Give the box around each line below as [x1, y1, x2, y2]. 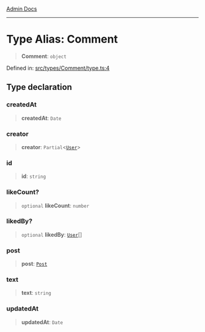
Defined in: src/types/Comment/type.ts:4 [6, 64, 110, 72]
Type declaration [6, 82, 72, 92]
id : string [21, 172, 46, 180]
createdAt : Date [21, 114, 62, 122]
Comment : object [21, 52, 67, 60]
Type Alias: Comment [6, 32, 118, 46]
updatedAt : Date [21, 318, 63, 326]
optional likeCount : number [21, 202, 90, 209]
